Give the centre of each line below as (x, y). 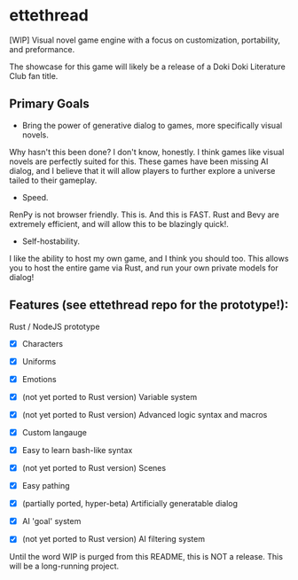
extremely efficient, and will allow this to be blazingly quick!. (119, 223)
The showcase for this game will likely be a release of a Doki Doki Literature (147, 67)
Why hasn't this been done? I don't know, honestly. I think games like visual (147, 152)
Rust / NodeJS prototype (55, 326)
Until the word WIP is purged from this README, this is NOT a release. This (146, 557)
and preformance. (42, 49)
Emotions (39, 379)
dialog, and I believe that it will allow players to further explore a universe (142, 170)
